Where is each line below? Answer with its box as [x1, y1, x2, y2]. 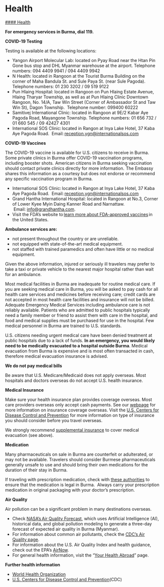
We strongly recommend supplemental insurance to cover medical [5, 427, 140, 433]
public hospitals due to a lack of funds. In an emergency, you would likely [5, 338, 155, 343]
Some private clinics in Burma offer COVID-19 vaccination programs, [5, 154, 143, 160]
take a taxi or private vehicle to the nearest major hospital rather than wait [5, 266, 154, 272]
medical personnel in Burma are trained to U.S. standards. [5, 323, 122, 329]
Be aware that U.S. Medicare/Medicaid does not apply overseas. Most [5, 372, 146, 378]
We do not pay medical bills [5, 363, 62, 369]
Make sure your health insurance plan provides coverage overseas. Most [5, 397, 152, 402]
